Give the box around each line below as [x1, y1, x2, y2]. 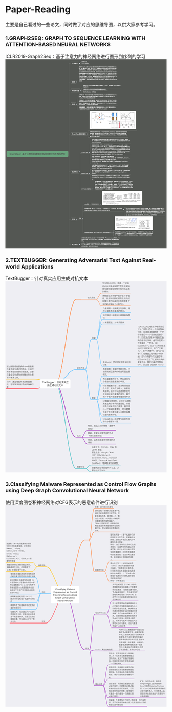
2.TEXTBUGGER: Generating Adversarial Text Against [5, 256, 142, 263]
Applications [21, 263, 54, 270]
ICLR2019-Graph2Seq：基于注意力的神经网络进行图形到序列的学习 [5, 53, 146, 60]
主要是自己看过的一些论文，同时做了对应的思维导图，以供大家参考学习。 [5, 21, 158, 27]
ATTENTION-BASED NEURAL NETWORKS [5, 41, 111, 48]
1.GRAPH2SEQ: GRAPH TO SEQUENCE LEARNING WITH [5, 34, 146, 42]
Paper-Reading [5, 4, 71, 15]
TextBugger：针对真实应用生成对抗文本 [5, 275, 89, 281]
